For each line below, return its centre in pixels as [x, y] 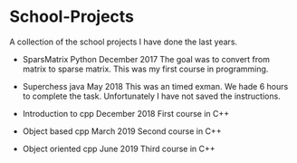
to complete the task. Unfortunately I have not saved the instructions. [151, 96]
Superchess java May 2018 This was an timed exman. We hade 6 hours [155, 86]
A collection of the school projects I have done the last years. [124, 42]
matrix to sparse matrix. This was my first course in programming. [145, 69]
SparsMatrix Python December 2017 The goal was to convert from [146, 59]
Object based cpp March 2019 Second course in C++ [122, 131]
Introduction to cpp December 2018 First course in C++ [126, 113]
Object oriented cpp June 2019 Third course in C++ [119, 149]
